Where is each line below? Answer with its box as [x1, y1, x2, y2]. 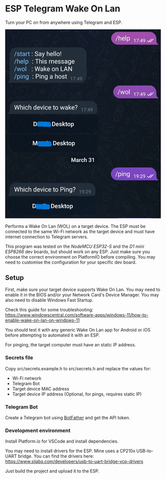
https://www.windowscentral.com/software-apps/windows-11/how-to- [5, 312, 149, 318]
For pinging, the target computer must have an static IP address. [5, 342, 136, 348]
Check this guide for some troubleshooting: [5, 307, 94, 313]
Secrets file [5, 354, 34, 361]
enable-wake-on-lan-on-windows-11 [5, 317, 80, 323]
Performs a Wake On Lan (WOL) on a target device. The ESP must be [5, 223, 146, 229]
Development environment [5, 427, 71, 434]
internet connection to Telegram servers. [5, 234, 88, 240]
